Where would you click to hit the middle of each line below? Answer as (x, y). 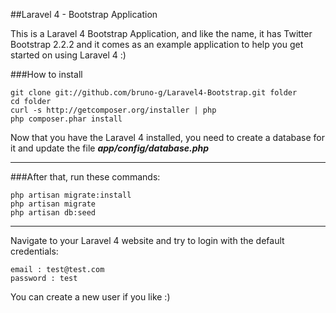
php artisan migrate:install (71, 195)
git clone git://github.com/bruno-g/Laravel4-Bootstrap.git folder (154, 93)
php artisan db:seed (53, 213)
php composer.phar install (66, 119)
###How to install (46, 74)
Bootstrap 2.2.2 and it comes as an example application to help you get (157, 44)
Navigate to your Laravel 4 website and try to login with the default (147, 240)
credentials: (34, 251)
